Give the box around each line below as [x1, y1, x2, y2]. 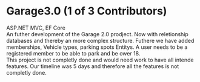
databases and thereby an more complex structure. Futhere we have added [6, 37, 195, 44]
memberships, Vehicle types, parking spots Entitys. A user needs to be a [6, 43, 188, 51]
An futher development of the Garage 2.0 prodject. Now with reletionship [6, 30, 189, 37]
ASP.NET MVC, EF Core [6, 24, 65, 31]
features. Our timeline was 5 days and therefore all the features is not [6, 62, 179, 70]
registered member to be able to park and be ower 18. [6, 49, 141, 57]
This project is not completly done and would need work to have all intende [6, 56, 194, 63]
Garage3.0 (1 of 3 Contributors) [6, 4, 167, 18]
